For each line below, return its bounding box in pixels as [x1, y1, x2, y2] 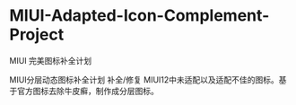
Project [9, 24, 65, 45]
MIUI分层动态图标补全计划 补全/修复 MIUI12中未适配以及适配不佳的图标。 [9, 74, 280, 85]
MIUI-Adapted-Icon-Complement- [9, 5, 270, 26]
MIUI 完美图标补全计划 [9, 55, 92, 66]
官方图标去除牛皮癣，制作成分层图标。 [16, 85, 159, 96]
